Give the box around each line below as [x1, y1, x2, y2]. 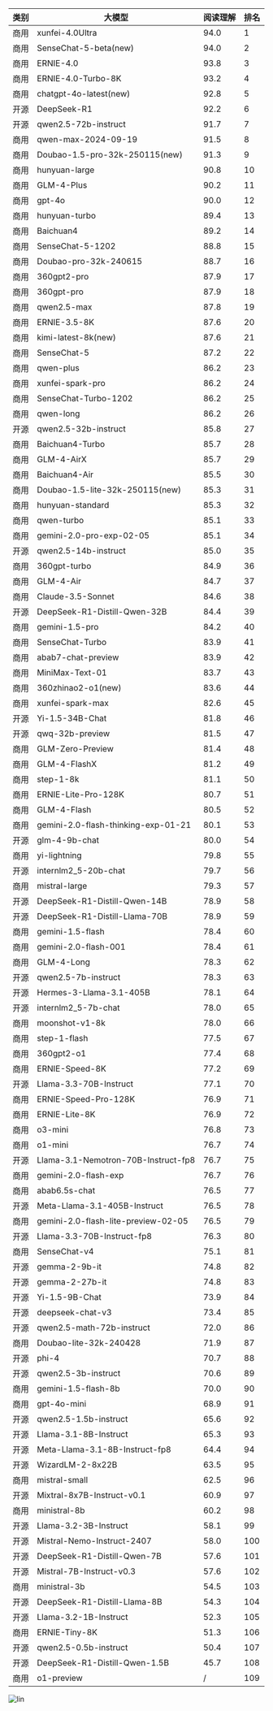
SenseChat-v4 [37, 1246, 94, 1257]
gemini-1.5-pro [37, 622, 99, 632]
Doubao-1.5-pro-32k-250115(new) [37, 149, 183, 160]
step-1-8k [37, 773, 80, 785]
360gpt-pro [37, 286, 84, 297]
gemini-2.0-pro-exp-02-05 [37, 530, 150, 541]
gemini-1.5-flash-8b [37, 1383, 120, 1394]
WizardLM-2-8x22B [37, 1459, 118, 1470]
